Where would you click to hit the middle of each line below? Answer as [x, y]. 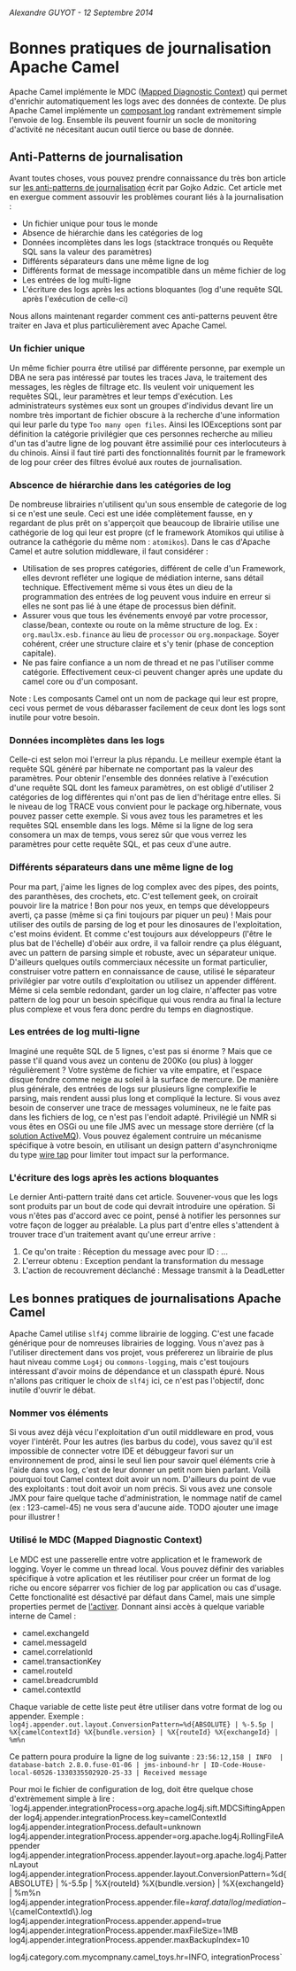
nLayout [24, 1864]
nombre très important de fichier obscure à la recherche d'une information [144, 415]
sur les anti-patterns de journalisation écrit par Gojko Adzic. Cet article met [146, 188]
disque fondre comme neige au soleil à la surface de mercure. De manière [144, 1079]
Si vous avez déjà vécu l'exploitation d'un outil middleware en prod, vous [141, 1432]
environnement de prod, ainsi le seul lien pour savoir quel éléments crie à [142, 1461]
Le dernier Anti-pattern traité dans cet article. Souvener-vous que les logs [144, 1197]
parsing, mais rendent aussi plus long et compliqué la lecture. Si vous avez [145, 1098]
